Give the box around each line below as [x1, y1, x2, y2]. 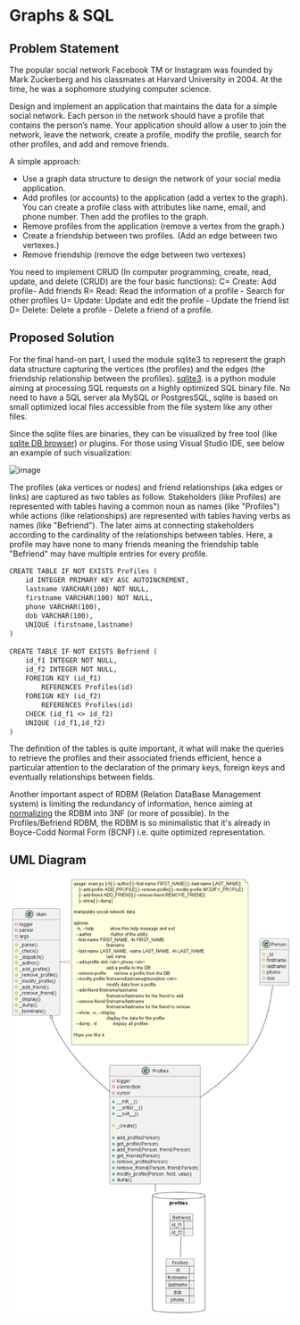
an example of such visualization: [9, 447, 132, 458]
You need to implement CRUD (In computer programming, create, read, [9, 267, 271, 277]
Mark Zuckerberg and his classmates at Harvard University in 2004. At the [9, 74, 283, 85]
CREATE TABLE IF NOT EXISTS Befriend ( [9, 646, 158, 656]
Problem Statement [9, 41, 120, 56]
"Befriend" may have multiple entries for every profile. [9, 548, 208, 559]
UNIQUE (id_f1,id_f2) [25, 718, 105, 728]
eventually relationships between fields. [9, 771, 155, 782]
